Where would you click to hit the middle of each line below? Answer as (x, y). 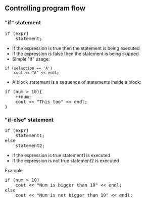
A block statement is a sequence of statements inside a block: (77, 82)
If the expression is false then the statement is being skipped (75, 54)
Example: (14, 170)
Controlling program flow (45, 8)
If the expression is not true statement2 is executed (65, 161)
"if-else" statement (29, 120)
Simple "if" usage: (31, 59)
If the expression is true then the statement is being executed (76, 48)
